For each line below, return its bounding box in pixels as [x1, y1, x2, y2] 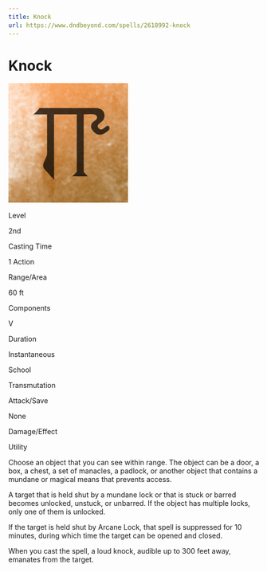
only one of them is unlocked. [8, 507, 106, 517]
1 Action [8, 257, 34, 267]
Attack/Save [8, 396, 49, 405]
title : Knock [8, 13, 52, 21]
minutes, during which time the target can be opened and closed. [8, 531, 223, 541]
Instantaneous [8, 350, 56, 359]
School [8, 365, 32, 374]
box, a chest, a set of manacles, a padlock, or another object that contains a [8, 466, 258, 476]
